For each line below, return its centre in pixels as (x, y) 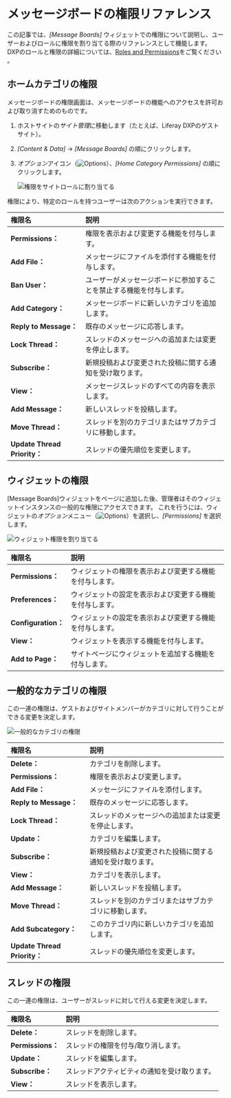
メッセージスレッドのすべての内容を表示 (150, 385)
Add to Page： (34, 659)
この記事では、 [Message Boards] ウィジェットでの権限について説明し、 (109, 34)
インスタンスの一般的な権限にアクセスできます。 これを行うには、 (113, 507)
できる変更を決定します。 (43, 717)
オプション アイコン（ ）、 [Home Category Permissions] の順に (119, 163)
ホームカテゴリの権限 (52, 84)
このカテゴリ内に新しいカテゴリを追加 (152, 924)
